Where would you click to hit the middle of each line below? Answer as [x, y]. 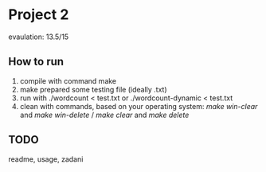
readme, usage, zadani [46, 159]
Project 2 [39, 15]
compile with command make [68, 80]
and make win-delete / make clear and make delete [104, 115]
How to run [36, 62]
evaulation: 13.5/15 [39, 37]
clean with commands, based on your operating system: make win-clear [139, 106]
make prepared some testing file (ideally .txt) [93, 89]
